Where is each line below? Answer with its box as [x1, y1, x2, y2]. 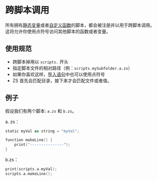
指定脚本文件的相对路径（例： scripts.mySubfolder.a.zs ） [12, 65, 133, 71]
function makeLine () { [5, 137, 53, 143]
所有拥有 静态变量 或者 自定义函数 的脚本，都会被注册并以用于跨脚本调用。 [5, 22, 154, 28]
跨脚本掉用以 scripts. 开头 [12, 59, 69, 65]
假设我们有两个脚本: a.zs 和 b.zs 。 [5, 108, 77, 114]
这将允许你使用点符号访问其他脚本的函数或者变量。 [5, 28, 111, 34]
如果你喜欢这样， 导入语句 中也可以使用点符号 [12, 71, 105, 77]
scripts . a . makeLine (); [5, 171, 53, 176]
